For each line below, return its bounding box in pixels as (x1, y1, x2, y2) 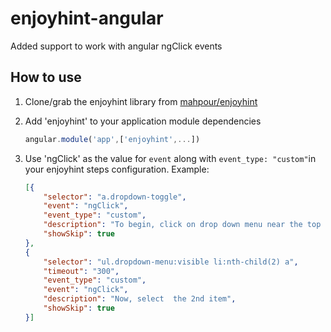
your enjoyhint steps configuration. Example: (24, 163, 210, 175)
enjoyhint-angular (10, 7, 164, 30)
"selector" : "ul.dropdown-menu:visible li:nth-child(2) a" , (43, 257, 299, 267)
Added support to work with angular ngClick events (10, 40, 223, 52)
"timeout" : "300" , (43, 266, 120, 276)
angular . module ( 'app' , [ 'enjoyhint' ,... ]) (24, 134, 201, 144)
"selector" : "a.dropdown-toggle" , (43, 192, 187, 202)
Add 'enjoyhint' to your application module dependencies (24, 115, 262, 127)
